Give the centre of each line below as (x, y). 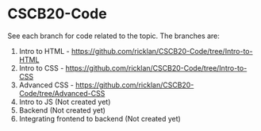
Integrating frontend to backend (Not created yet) (100, 118)
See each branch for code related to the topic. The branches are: (113, 36)
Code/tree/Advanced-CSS (62, 93)
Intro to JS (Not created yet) (65, 102)
